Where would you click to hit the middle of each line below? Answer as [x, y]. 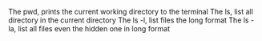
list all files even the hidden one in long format [94, 29]
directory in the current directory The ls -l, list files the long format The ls [129, 20]
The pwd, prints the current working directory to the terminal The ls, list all [131, 12]
